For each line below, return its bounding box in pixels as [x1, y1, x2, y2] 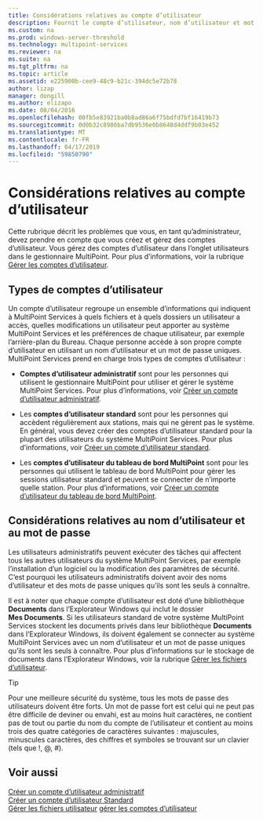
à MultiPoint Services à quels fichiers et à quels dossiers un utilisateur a [8, 312, 241, 321]
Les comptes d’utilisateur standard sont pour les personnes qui [19, 409, 228, 419]
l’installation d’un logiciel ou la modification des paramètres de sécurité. [8, 563, 240, 574]
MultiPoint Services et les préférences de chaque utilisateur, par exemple [8, 329, 245, 338]
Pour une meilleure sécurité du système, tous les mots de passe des [8, 693, 229, 702]
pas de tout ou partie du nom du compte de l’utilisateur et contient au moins [8, 718, 254, 728]
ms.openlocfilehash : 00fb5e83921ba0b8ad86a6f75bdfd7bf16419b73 [8, 114, 220, 122]
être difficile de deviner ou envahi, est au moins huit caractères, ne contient [8, 709, 253, 719]
